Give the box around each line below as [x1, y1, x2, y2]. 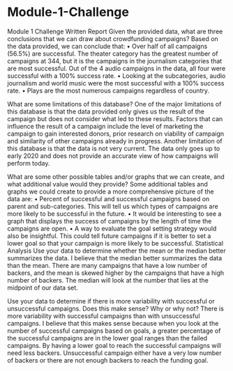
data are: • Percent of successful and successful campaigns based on [7, 194, 210, 203]
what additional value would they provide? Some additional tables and [7, 180, 208, 188]
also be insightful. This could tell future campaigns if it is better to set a [7, 231, 211, 240]
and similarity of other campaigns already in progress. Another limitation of [7, 136, 223, 145]
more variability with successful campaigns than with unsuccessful [7, 311, 200, 320]
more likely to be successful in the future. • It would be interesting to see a [7, 210, 222, 218]
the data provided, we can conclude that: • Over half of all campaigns [7, 42, 208, 50]
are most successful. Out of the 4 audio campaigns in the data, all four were [7, 64, 226, 72]
